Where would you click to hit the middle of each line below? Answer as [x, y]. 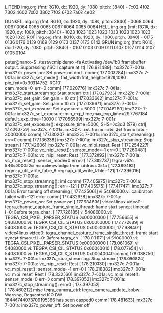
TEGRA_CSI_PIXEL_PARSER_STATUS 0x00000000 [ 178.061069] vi [72, 243]
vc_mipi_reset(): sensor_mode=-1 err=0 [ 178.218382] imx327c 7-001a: [76, 269]
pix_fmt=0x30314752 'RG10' [33, 83]
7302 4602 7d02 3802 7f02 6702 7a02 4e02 [50, 12]
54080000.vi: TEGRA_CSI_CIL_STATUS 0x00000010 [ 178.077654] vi [74, 248]
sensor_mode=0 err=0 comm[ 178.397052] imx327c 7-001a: [65, 279]
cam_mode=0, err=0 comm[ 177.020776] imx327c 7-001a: [63, 88]
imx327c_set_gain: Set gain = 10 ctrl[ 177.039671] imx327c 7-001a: [71, 103]
